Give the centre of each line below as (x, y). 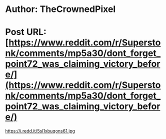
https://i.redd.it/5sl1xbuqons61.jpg (40, 131)
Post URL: (26, 32)
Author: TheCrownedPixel (60, 9)
